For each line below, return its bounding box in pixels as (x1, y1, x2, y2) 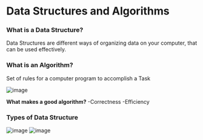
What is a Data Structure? (6, 26, 84, 34)
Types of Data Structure (6, 113, 79, 121)
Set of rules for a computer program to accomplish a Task (6, 74, 151, 82)
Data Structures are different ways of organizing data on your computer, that (6, 39, 198, 46)
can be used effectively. (6, 46, 67, 53)
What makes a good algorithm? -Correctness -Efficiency (6, 98, 150, 105)
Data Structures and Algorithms (6, 4, 170, 18)
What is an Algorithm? (6, 61, 74, 69)
